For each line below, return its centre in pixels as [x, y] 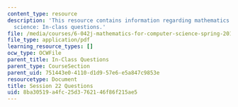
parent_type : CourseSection [49, 66]
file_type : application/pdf [49, 40]
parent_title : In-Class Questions [58, 60]
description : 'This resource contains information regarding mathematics [119, 20]
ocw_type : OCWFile [34, 53]
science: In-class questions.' [60, 27]
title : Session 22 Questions [50, 86]
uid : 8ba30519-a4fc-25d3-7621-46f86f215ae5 [73, 92]
